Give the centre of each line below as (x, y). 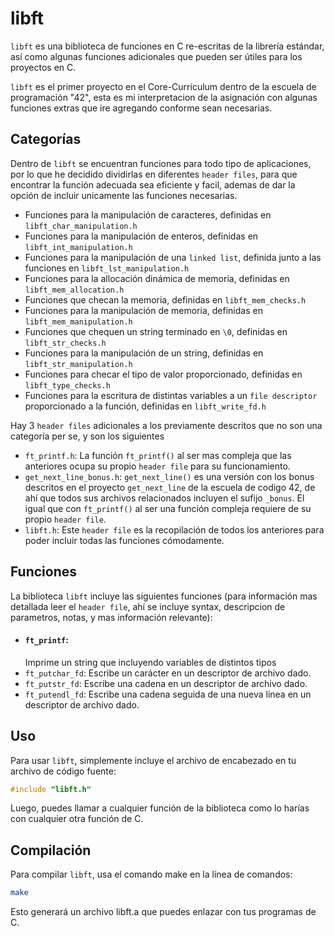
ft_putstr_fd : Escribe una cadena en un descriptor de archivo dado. (166, 683)
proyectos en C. (43, 67)
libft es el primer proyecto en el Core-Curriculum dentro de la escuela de (163, 86)
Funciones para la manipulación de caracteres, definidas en (148, 214)
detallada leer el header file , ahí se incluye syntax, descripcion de (148, 606)
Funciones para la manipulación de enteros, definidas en (141, 236)
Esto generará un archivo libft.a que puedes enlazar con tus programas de (163, 912)
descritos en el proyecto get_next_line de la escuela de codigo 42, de (170, 487)
